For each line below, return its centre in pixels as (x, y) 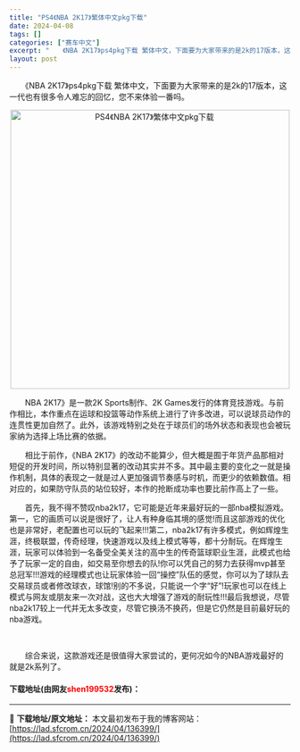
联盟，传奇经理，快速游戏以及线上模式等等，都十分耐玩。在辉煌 (157, 541)
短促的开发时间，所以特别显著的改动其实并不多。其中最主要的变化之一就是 (146, 466)
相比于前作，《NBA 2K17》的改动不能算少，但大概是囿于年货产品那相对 (154, 455)
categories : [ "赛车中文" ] (55, 42)
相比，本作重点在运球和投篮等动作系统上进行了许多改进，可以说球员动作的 (154, 414)
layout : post (33, 59)
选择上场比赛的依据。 (72, 436)
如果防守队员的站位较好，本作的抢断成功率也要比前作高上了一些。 (161, 489)
